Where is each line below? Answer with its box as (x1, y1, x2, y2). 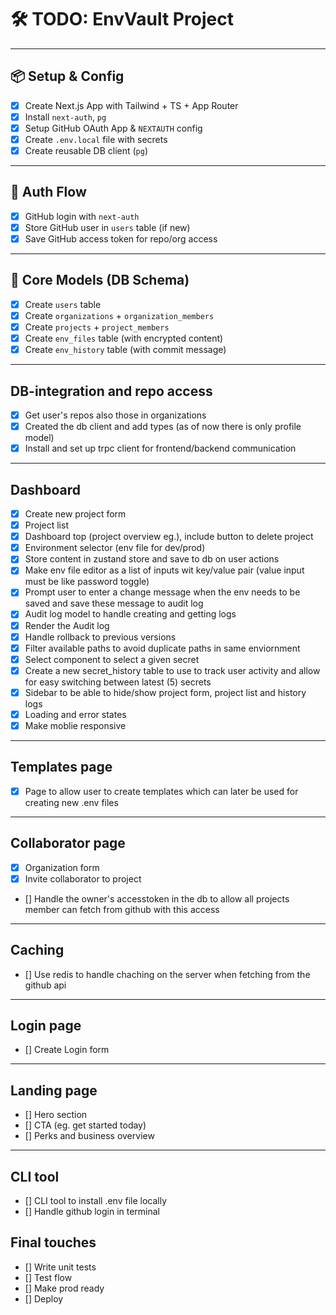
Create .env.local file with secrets (24, 133, 168, 145)
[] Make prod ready (24, 1282, 105, 1294)
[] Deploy (24, 1292, 64, 1305)
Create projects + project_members (24, 321, 170, 333)
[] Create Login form (24, 1044, 110, 1056)
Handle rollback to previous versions (24, 631, 177, 643)
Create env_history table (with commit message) (24, 344, 227, 356)
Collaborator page (10, 835, 126, 852)
